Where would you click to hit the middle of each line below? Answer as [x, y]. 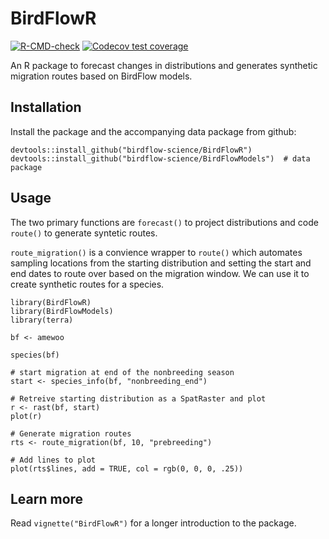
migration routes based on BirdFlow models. [101, 76]
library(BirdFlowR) [51, 302]
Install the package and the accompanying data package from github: [153, 131]
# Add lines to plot [53, 460]
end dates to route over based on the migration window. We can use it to [160, 273]
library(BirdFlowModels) [62, 311]
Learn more [47, 498]
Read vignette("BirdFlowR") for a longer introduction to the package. [153, 523]
